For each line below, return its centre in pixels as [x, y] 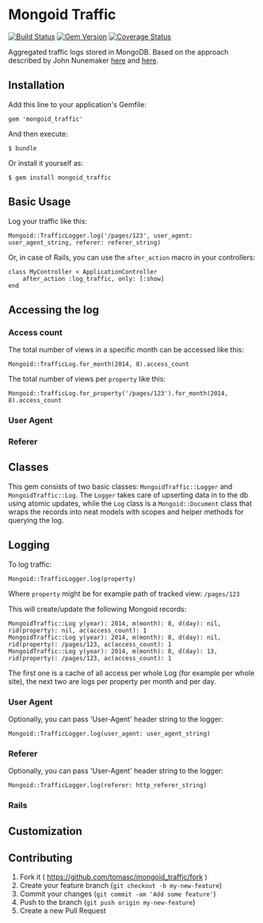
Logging [29, 545]
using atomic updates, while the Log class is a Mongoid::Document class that [130, 503]
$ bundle [23, 148]
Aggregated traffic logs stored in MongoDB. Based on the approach [118, 52]
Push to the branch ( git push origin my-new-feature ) [107, 902]
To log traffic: [30, 564]
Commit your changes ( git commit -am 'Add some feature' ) [118, 894]
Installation [36, 85]
